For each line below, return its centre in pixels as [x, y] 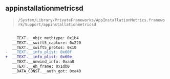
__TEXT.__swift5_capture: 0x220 [47, 43]
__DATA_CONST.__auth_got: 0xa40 [47, 71]
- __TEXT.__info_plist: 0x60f [39, 52]
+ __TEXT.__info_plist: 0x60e [39, 57]
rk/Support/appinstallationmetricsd [57, 24]
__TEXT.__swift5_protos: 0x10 [44, 47]
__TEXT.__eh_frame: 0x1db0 [41, 67]
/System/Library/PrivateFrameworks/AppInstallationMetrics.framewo [91, 20]
